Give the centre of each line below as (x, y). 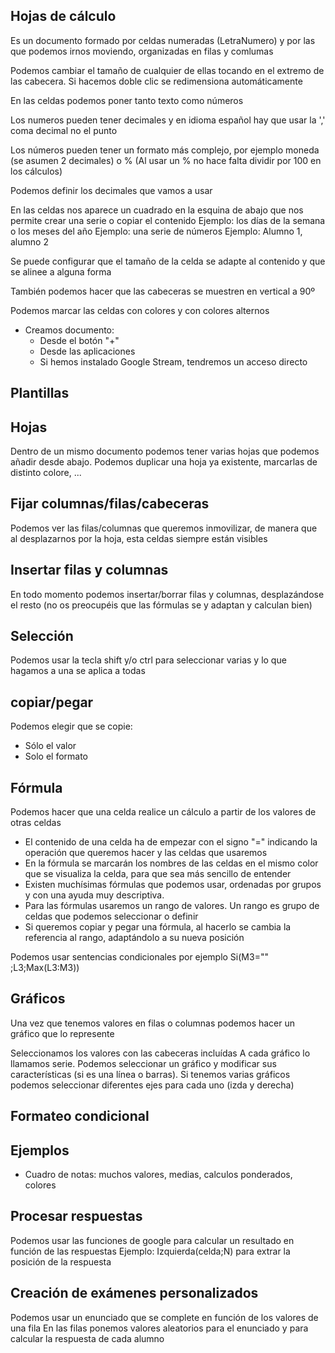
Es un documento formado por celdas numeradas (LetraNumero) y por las (163, 40)
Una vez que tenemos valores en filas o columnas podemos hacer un (153, 1023)
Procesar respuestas (76, 1216)
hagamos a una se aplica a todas (78, 671)
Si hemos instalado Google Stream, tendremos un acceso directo (173, 361)
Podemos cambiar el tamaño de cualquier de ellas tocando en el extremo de (167, 70)
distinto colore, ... (46, 473)
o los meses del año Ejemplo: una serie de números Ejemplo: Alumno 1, (156, 231)
